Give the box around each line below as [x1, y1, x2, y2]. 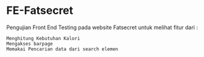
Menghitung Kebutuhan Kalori [6, 35, 80, 41]
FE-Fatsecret [6, 4, 74, 18]
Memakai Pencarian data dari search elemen [6, 46, 119, 52]
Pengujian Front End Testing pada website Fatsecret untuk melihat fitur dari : [6, 24, 198, 31]
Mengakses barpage [6, 41, 53, 47]
